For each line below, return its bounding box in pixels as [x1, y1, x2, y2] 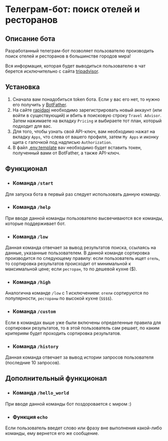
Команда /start [12, 180, 54, 187]
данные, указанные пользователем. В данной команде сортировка [5, 250, 150, 256]
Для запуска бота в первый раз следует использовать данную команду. [5, 191, 161, 197]
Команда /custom [12, 308, 56, 315]
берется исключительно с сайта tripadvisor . [5, 68, 100, 74]
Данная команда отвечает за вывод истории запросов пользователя [5, 354, 154, 360]
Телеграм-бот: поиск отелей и [5, 4, 140, 15]
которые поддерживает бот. [5, 220, 66, 227]
